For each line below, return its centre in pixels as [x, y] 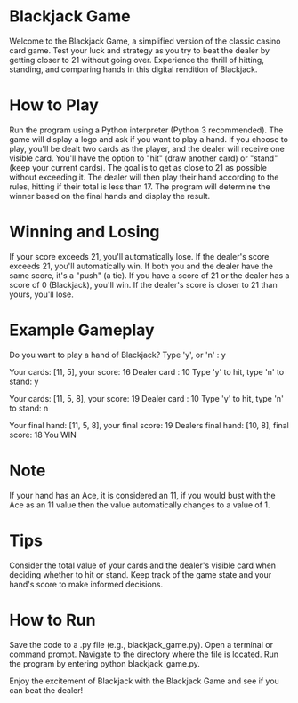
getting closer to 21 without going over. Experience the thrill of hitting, [137, 60]
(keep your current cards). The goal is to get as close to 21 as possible [138, 167]
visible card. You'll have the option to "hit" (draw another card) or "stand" [144, 158]
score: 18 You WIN [43, 435]
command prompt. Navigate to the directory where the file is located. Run [144, 654]
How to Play [54, 105]
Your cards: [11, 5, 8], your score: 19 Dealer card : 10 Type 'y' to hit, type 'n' [147, 398]
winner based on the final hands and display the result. [110, 196]
